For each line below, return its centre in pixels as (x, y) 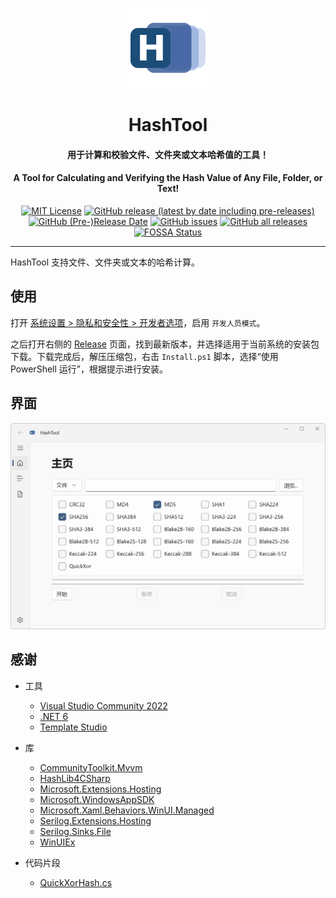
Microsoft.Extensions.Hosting (100, 789)
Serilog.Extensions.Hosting (95, 820)
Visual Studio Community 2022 (103, 705)
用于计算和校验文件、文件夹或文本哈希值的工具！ (168, 154)
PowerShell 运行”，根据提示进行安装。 (89, 369)
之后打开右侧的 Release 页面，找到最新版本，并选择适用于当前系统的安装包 (165, 344)
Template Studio (73, 727)
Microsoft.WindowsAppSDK (97, 799)
